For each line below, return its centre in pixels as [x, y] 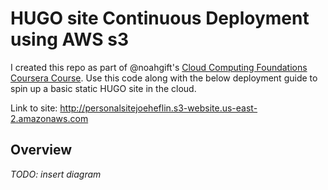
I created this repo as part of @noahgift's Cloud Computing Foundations [159, 67]
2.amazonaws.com [49, 118]
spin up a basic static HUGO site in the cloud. [103, 88]
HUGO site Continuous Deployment [160, 18]
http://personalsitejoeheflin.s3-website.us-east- [158, 108]
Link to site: [34, 108]
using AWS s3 [69, 39]
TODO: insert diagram [56, 174]
